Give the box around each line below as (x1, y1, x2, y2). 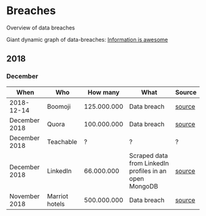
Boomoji (47, 102, 71, 110)
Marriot (47, 191, 69, 200)
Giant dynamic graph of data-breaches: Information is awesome (6, 36, 169, 43)
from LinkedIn (129, 159, 169, 168)
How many (88, 88, 120, 96)
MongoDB (129, 182, 158, 190)
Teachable (47, 137, 78, 146)
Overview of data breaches (6, 24, 75, 31)
